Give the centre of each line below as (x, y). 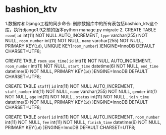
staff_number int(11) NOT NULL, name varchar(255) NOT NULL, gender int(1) (81, 91)
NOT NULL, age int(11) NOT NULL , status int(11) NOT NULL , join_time (77, 97)
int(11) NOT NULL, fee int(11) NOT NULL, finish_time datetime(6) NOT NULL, (83, 122)
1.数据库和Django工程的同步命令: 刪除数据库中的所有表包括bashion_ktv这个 (82, 23)
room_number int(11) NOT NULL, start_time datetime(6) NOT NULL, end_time (82, 66)
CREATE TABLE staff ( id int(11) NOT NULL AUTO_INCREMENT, (70, 86)
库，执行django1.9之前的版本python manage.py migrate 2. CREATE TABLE (81, 30)
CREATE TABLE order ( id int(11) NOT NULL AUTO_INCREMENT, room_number (83, 117)
